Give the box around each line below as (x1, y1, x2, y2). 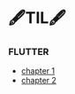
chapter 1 (20, 66, 56, 76)
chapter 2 (20, 75, 56, 86)
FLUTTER (8, 46, 49, 59)
